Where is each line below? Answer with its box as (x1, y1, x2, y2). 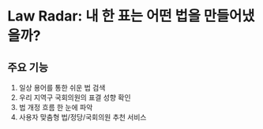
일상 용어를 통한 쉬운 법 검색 (18, 83, 106, 92)
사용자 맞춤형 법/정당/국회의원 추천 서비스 (18, 112, 147, 122)
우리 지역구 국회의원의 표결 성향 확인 (18, 93, 131, 102)
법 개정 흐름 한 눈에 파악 (18, 103, 93, 112)
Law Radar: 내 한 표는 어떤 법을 (7, 7, 201, 25)
